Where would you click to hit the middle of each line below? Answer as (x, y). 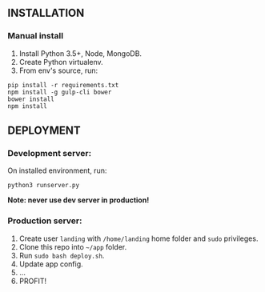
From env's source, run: (58, 70)
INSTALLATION (46, 13)
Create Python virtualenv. (61, 62)
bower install (31, 99)
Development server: (50, 153)
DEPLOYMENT (44, 131)
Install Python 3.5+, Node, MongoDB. (80, 53)
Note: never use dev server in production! (78, 200)
